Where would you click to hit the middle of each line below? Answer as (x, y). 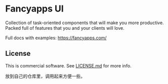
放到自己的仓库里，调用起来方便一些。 (45, 76)
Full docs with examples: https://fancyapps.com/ (56, 38)
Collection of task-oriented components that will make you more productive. (85, 23)
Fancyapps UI (35, 9)
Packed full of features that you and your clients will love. (65, 28)
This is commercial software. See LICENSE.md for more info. (68, 65)
